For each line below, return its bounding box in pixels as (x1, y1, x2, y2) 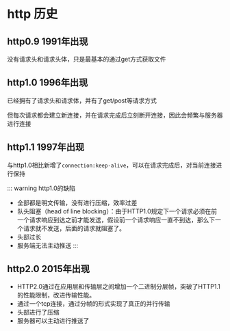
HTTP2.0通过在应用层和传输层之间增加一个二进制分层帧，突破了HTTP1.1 (16, 282, 220, 291)
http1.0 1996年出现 (7, 77, 88, 89)
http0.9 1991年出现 (7, 36, 88, 47)
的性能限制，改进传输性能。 (16, 291, 96, 300)
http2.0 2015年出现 (7, 263, 90, 275)
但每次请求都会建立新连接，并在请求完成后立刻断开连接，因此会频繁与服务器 (7, 111, 223, 119)
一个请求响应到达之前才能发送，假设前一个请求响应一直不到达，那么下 (16, 215, 216, 224)
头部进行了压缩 (16, 308, 60, 317)
